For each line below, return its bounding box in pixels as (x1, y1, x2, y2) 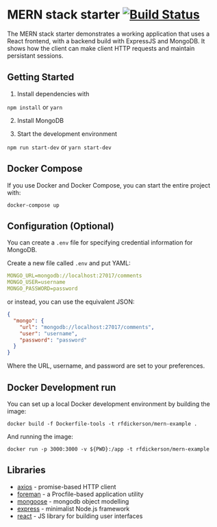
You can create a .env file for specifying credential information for (7, 238, 193, 247)
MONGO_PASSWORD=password (7, 285, 78, 292)
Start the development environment (16, 129, 118, 137)
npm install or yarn (7, 103, 63, 111)
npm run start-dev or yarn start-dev (7, 143, 112, 151)
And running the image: (7, 432, 73, 440)
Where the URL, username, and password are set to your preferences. (7, 361, 205, 370)
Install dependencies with (16, 89, 90, 98)
